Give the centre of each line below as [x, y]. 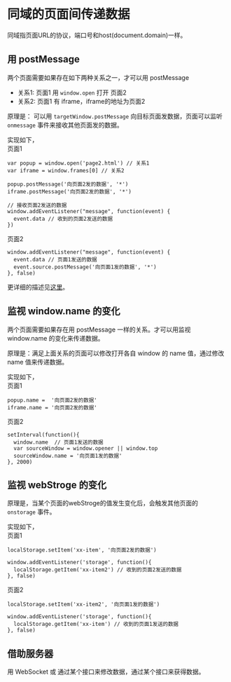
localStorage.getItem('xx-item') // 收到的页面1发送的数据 [96, 625]
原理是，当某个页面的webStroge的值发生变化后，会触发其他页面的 [103, 503]
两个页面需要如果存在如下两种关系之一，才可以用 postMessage [98, 77]
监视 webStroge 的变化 [57, 485]
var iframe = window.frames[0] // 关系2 [66, 170]
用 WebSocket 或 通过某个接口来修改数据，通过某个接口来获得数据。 [106, 672]
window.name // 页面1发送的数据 [58, 442]
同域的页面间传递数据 [69, 14]
